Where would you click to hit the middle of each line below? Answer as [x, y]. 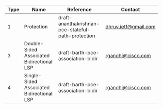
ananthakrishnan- [79, 24]
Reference [80, 9]
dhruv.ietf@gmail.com [130, 27]
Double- [34, 44]
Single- [33, 75]
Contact [130, 9]
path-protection [77, 36]
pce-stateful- [74, 30]
